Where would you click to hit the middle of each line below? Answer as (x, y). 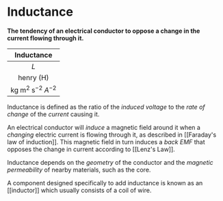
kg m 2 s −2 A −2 (34, 89)
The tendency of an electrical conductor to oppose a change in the (104, 31)
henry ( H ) (34, 77)
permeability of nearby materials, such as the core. (79, 170)
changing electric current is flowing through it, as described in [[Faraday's (112, 135)
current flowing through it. (45, 38)
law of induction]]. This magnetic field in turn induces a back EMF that (106, 142)
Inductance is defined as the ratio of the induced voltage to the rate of (106, 107)
